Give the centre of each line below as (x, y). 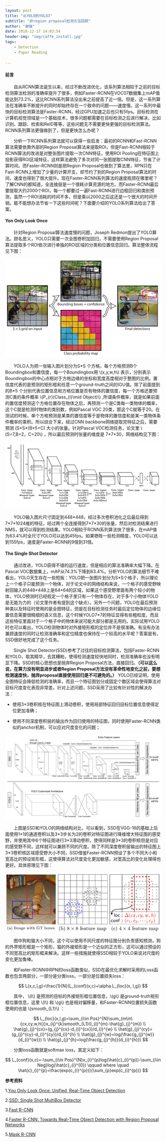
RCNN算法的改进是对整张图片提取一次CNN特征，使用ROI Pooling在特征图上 (82, 153)
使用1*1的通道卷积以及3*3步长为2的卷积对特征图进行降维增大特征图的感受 (85, 834)
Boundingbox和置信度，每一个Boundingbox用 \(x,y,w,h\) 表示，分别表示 (78, 372)
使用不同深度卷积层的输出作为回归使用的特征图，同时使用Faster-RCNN (84, 721)
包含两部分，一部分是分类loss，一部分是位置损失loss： (70, 976)
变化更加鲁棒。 (20, 959)
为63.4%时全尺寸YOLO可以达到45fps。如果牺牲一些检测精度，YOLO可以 (80, 535)
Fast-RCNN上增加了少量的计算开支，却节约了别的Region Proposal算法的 (79, 172)
